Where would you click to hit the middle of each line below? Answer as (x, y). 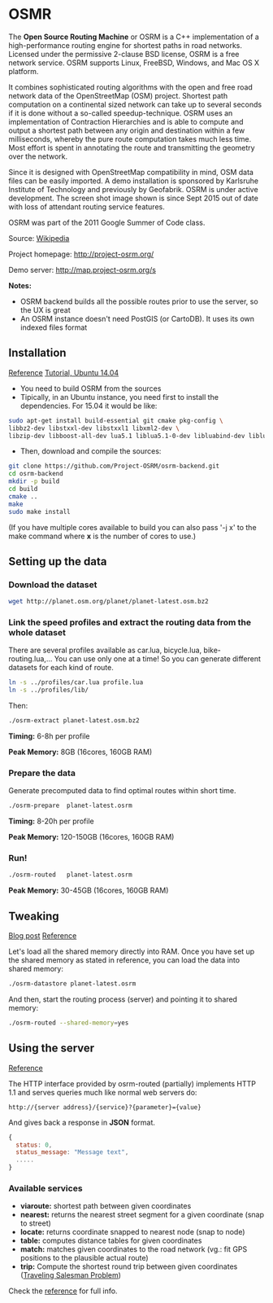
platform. (24, 71)
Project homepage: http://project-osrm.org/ (81, 254)
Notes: (20, 285)
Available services (45, 1188)
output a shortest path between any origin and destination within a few (127, 130)
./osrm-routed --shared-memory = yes (69, 1023)
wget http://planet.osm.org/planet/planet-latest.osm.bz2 (108, 602)
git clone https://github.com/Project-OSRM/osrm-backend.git (114, 466)
